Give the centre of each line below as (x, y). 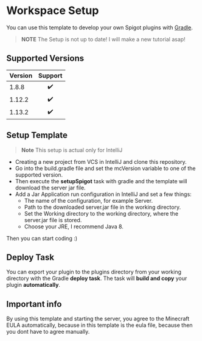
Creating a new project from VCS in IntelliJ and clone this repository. (101, 161)
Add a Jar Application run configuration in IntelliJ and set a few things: (103, 194)
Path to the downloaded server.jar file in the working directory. (103, 207)
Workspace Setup (53, 11)
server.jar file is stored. (53, 220)
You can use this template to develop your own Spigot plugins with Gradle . (100, 27)
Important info (34, 304)
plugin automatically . (33, 285)
